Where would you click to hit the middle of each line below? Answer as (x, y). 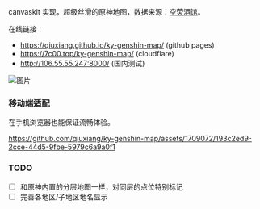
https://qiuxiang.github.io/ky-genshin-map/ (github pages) (117, 45)
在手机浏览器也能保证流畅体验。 (61, 123)
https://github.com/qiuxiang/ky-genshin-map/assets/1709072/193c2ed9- (130, 139)
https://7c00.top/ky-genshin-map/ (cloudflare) (97, 54)
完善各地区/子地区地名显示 (64, 197)
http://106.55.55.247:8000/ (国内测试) (82, 63)
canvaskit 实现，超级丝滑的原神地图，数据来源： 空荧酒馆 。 (107, 12)
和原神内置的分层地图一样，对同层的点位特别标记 (101, 186)
